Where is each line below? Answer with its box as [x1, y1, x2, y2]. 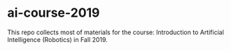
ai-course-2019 [7, 5, 100, 21]
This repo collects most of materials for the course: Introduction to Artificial [7, 28, 224, 36]
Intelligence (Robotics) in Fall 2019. [7, 35, 108, 43]
